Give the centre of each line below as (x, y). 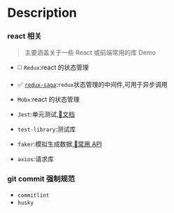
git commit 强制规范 (41, 179)
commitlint (33, 195)
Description (42, 13)
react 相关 (25, 36)
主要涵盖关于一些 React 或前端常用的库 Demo (90, 53)
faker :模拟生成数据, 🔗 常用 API (60, 144)
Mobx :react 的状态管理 (48, 99)
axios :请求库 (35, 159)
